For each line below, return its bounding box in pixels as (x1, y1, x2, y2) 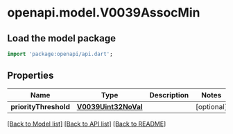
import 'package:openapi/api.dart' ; (7, 50, 113, 57)
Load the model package (7, 32, 116, 44)
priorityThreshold (10, 102, 71, 111)
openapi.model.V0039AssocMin (7, 5, 200, 21)
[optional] (195, 102, 227, 111)
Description (149, 90, 189, 99)
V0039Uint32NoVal (76, 102, 144, 111)
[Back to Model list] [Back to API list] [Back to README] (7, 119, 166, 128)
